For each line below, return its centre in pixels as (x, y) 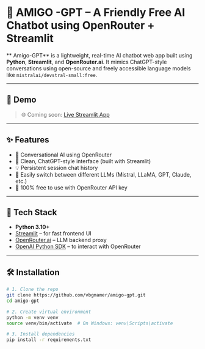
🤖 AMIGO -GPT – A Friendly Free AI (96, 13)
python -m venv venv (33, 317)
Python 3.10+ (32, 227)
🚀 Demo (21, 100)
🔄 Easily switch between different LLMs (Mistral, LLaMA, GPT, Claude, (103, 174)
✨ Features (28, 140)
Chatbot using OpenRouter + (81, 25)
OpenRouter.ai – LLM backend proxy (61, 240)
